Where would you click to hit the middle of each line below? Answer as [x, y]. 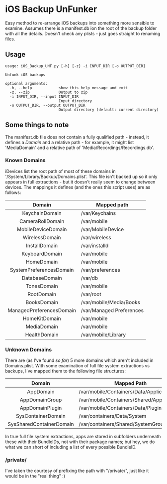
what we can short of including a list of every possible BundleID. [71, 447]
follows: [13, 192]
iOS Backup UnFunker [51, 9]
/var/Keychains [98, 213]
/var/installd [95, 245]
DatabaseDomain [42, 278]
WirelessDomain [42, 237]
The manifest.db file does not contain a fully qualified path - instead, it [77, 137]
